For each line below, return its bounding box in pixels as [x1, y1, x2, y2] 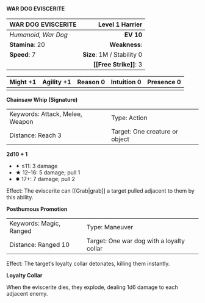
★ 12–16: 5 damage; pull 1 [15, 169, 81, 176]
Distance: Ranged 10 [9, 241, 70, 249]
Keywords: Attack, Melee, [9, 110, 82, 118]
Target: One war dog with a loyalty [86, 237, 185, 245]
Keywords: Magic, [9, 219, 61, 228]
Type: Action [111, 113, 148, 122]
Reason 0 [77, 78, 106, 87]
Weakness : [109, 40, 143, 49]
